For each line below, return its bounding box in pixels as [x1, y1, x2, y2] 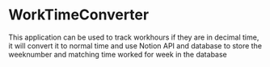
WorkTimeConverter [8, 6, 150, 24]
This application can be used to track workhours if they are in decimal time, [8, 32, 259, 42]
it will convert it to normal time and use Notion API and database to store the [8, 40, 263, 50]
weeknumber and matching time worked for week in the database [8, 49, 228, 59]
